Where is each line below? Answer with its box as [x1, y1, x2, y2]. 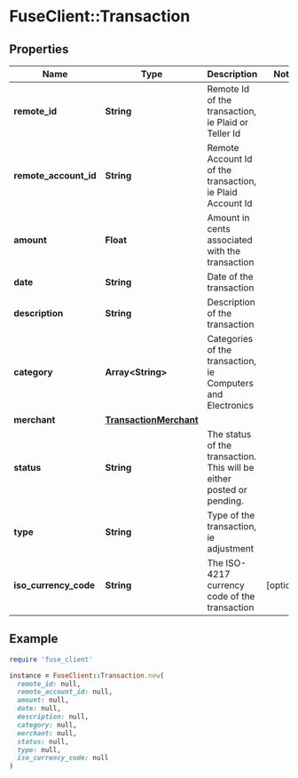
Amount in [207, 211, 250, 224]
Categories [207, 333, 254, 345]
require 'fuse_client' [9, 655, 93, 663]
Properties [9, 42, 69, 57]
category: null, [17, 720, 77, 729]
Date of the [207, 271, 254, 282]
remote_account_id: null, [17, 687, 114, 696]
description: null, [17, 712, 90, 721]
